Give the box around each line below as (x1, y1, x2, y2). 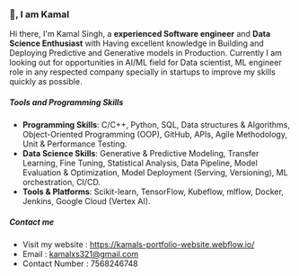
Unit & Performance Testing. (22, 138, 128, 149)
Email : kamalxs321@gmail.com (22, 249, 139, 260)
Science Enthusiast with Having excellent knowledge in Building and (9, 38, 265, 49)
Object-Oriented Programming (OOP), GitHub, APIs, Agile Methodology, (22, 129, 287, 140)
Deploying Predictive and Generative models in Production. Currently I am (9, 48, 283, 58)
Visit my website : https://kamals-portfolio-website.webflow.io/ (22, 239, 255, 250)
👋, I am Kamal (9, 8, 70, 21)
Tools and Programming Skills (9, 96, 124, 107)
